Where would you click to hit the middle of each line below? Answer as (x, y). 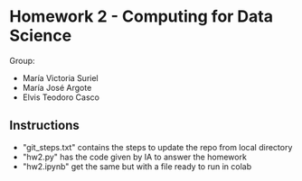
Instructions (44, 126)
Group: (22, 60)
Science (41, 36)
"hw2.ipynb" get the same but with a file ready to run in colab (137, 166)
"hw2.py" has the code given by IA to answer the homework (134, 157)
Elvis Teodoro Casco (61, 97)
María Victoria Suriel (60, 77)
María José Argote (57, 87)
